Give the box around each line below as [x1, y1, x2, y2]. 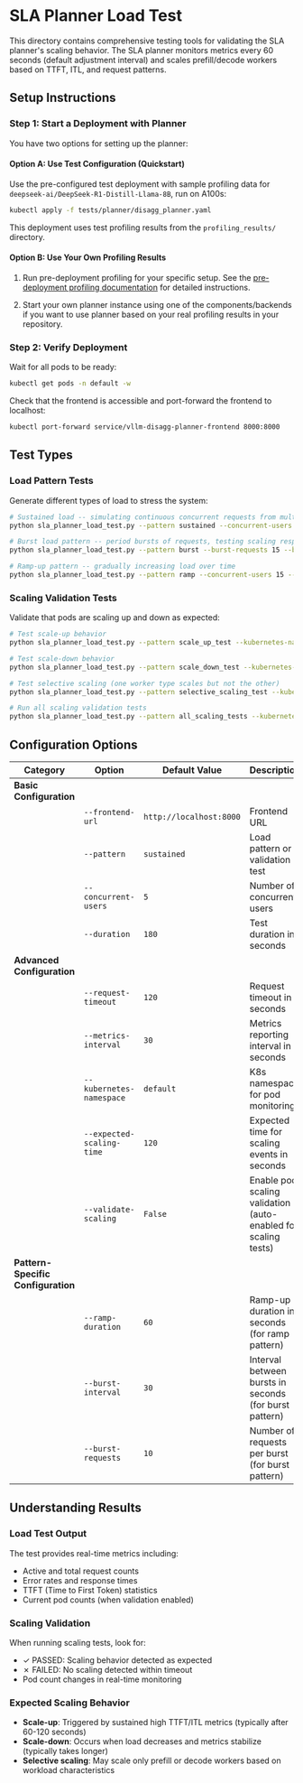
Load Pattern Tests [9, 475, 94, 488]
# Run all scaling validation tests [9, 703, 147, 713]
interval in [249, 1040, 291, 1052]
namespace [84, 1093, 126, 1102]
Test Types [9, 448, 74, 463]
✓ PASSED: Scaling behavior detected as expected [22, 1654, 213, 1666]
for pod [249, 1089, 281, 1100]
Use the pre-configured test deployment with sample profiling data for [9, 178, 271, 190]
